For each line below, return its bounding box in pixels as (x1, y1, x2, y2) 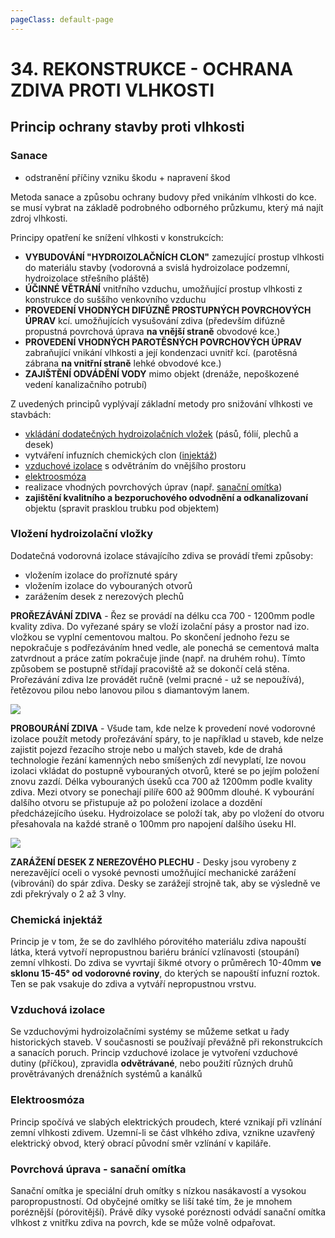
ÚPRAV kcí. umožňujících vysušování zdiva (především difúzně (24, 314, 286, 326)
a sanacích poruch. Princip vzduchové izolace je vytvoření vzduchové (10, 1047, 298, 1059)
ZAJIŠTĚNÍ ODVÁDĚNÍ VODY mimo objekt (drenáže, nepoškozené (24, 367, 300, 380)
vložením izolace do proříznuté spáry (24, 569, 178, 581)
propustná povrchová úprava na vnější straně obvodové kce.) (24, 325, 281, 337)
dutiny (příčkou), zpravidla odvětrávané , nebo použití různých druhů (10, 1057, 293, 1070)
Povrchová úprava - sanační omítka (10, 1162, 187, 1176)
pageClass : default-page (10, 14, 114, 25)
